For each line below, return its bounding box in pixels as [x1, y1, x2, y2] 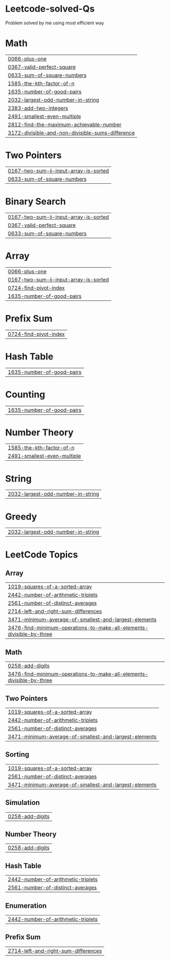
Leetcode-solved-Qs [5, 3, 95, 15]
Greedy [5, 511, 37, 522]
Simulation [5, 798, 40, 807]
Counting [5, 388, 46, 400]
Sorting [5, 750, 29, 759]
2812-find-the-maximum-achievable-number [8, 121, 121, 128]
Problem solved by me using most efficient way [5, 20, 104, 26]
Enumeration [5, 901, 47, 910]
